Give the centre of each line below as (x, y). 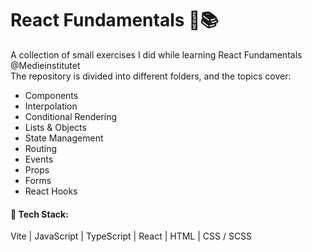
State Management (64, 138)
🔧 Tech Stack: (39, 214)
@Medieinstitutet (45, 65)
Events (39, 159)
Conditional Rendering (71, 116)
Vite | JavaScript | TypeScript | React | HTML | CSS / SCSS (131, 236)
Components (51, 95)
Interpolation (51, 106)
